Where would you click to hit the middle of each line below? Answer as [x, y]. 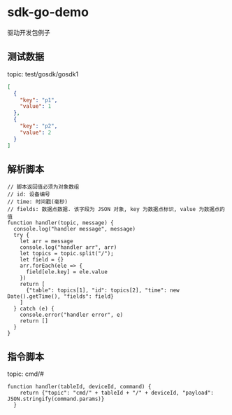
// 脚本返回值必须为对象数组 [43, 187]
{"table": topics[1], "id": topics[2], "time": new [102, 291]
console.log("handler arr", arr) [68, 247]
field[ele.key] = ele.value [67, 272]
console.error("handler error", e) [72, 315]
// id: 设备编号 [29, 195]
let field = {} [42, 260]
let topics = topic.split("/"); [67, 254]
